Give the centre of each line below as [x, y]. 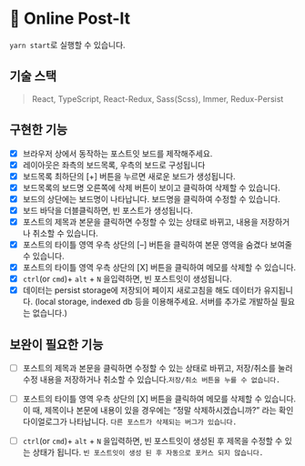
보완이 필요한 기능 [56, 344]
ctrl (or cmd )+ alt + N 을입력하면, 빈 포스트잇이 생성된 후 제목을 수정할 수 [152, 441]
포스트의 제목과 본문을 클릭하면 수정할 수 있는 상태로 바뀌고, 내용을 [140, 221]
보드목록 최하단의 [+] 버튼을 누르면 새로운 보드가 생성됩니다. [129, 176]
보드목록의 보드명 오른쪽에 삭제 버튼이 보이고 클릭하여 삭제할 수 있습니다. [151, 187]
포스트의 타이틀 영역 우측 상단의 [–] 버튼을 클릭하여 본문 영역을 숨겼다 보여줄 [158, 244]
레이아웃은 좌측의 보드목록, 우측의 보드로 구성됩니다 [114, 165]
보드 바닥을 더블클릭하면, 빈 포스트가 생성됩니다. [108, 210]
